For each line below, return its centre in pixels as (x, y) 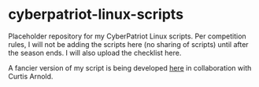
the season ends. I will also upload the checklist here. (95, 53)
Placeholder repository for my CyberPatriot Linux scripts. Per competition (127, 36)
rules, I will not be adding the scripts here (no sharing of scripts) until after (129, 44)
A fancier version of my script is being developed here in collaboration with (130, 67)
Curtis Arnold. (31, 76)
